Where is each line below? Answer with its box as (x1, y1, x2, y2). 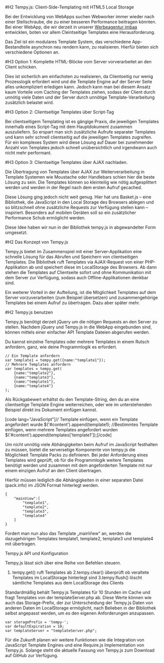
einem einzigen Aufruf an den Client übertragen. (5, 468, 102, 473)
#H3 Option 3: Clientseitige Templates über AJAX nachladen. (5, 159, 128, 165)
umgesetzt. (5, 230, 28, 235)
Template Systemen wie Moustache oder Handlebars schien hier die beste (5, 174, 155, 180)
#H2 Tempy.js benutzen (5, 309, 53, 315)
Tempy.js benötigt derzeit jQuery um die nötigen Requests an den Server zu (5, 319, 158, 324)
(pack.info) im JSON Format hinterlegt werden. (5, 482, 99, 488)
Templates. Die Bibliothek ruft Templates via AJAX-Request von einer (5, 259, 144, 265)
